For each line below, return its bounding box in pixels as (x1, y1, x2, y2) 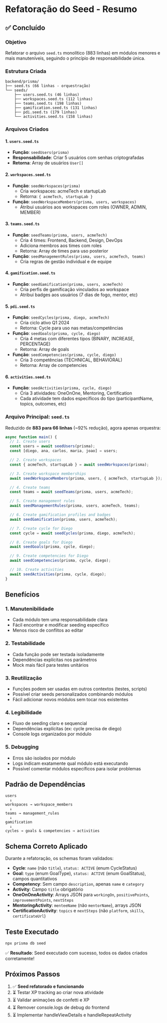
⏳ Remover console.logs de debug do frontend (12, 1004, 109, 1010)
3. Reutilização (5, 674, 43, 681)
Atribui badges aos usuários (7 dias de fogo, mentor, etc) (20, 292, 138, 298)
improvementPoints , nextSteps (12, 897, 74, 903)
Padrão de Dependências (5, 780, 86, 788)
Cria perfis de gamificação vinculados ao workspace (20, 286, 129, 292)
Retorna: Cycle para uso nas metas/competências (20, 325, 123, 331)
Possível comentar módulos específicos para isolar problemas (12, 765, 141, 771)
